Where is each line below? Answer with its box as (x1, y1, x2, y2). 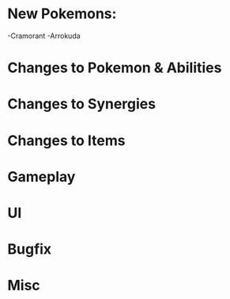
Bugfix (7, 240, 52, 259)
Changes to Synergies (7, 95, 156, 113)
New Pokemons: (7, 5, 117, 23)
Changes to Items (7, 132, 126, 149)
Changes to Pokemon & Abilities (7, 59, 222, 77)
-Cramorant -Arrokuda (7, 31, 81, 40)
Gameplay (7, 167, 76, 186)
